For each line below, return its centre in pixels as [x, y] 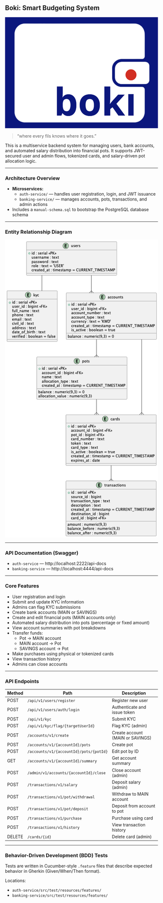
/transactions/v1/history [54, 828]
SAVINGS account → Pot [44, 648]
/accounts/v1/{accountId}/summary [62, 761]
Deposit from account [133, 806]
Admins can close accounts [40, 664]
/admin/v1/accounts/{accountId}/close [66, 773]
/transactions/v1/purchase [55, 818]
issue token [123, 712]
